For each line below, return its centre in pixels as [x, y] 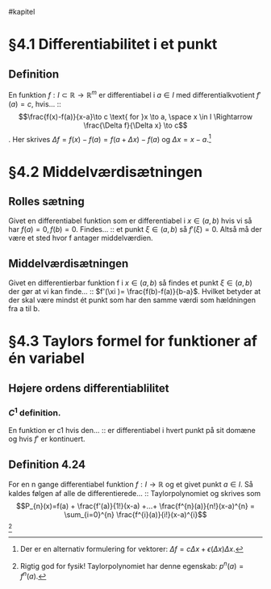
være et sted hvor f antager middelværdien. [81, 238]
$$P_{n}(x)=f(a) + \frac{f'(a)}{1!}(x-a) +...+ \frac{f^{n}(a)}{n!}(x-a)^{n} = [135, 506]
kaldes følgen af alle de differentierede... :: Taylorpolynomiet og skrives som [135, 494]
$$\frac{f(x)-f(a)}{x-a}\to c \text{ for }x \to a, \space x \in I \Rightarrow [135, 116]
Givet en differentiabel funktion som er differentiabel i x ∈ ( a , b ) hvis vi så [130, 221]
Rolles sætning [46, 201]
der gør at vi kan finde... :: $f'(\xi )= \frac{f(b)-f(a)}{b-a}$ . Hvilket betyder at [135, 292]
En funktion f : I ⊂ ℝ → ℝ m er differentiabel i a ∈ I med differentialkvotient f [134, 94]
